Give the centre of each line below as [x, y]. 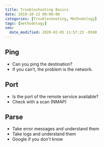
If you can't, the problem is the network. [52, 69]
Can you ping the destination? [42, 64]
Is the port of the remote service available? [55, 97]
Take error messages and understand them [55, 129]
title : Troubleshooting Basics [37, 10]
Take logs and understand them [44, 134]
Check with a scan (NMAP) [39, 101]
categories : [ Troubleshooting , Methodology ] [51, 19]
